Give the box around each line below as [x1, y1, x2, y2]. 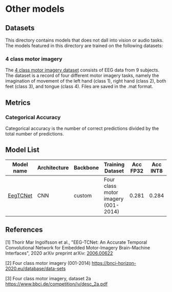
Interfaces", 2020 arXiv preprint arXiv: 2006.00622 [5, 250, 113, 256]
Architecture [37, 164, 69, 171]
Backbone [74, 164, 99, 171]
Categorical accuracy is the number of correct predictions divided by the [5, 125, 159, 131]
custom [74, 192, 92, 199]
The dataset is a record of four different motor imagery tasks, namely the [5, 72, 159, 79]
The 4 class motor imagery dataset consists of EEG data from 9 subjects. [5, 67, 160, 73]
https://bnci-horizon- [92, 260, 137, 266]
